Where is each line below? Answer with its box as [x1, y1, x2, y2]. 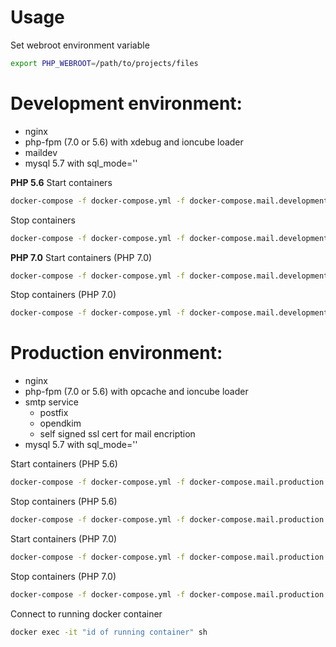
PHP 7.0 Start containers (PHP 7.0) [10, 251, 153, 263]
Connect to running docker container [10, 607, 163, 620]
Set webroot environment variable [10, 39, 150, 51]
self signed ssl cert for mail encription [39, 428, 196, 440]
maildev [24, 146, 58, 158]
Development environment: [10, 92, 243, 115]
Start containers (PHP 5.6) [10, 458, 118, 470]
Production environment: [10, 342, 223, 365]
